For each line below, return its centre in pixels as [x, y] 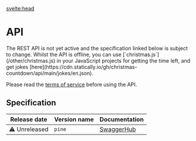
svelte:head [20, 8]
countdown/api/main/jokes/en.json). [50, 73]
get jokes [17, 67]
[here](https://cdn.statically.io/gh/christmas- [83, 67]
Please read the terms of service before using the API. [72, 84]
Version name [74, 119]
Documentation [121, 119]
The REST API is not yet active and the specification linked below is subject [97, 48]
